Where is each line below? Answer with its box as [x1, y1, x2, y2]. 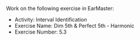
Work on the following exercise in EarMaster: [6, 5, 114, 12]
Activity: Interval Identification [14, 16, 87, 23]
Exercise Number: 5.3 [14, 28, 67, 35]
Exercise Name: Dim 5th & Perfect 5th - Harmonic [14, 23, 135, 29]
